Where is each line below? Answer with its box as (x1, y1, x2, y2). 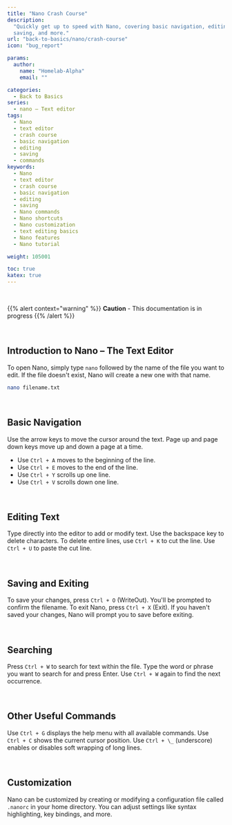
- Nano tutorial (13, 240, 60, 247)
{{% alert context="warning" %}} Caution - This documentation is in (7, 305, 202, 312)
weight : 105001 (7, 253, 51, 260)
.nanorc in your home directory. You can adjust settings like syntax (7, 802, 197, 810)
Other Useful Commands (7, 710, 116, 722)
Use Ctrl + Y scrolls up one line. (17, 471, 110, 479)
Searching (7, 644, 53, 656)
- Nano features (13, 234, 60, 241)
